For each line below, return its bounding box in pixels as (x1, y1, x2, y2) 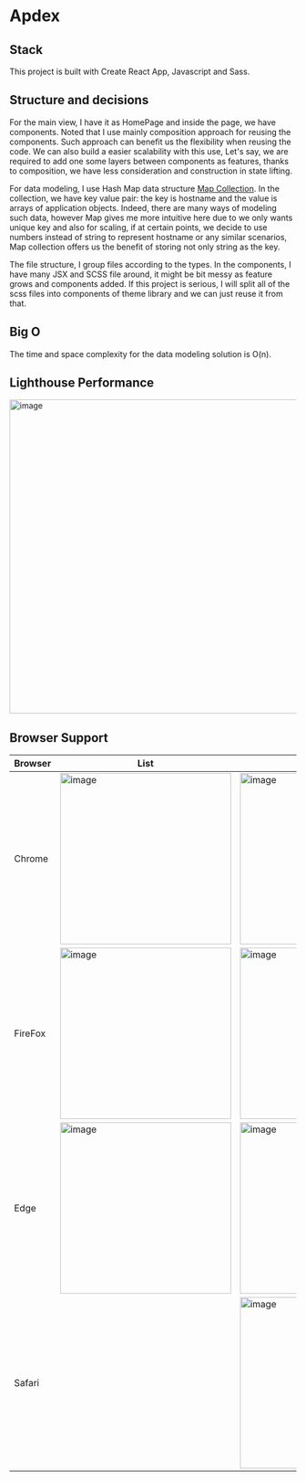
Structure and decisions (9, 92, 149, 108)
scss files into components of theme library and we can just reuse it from (9, 288, 284, 299)
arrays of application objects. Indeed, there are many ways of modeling (9, 202, 278, 213)
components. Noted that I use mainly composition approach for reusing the (9, 126, 291, 137)
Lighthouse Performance (9, 376, 155, 391)
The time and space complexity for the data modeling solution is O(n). (9, 348, 271, 359)
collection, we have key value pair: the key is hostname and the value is (9, 193, 278, 204)
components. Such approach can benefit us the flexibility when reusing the (9, 136, 291, 147)
